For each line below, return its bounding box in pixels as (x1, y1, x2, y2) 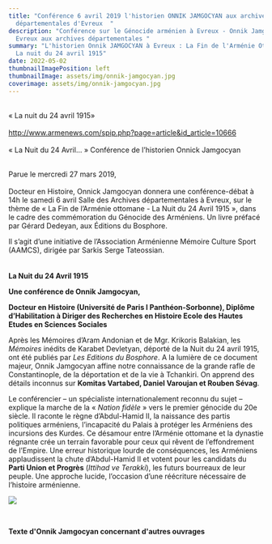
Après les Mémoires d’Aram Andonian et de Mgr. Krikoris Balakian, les (8, 335, 241, 345)
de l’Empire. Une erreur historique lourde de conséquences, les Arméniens (8, 445, 257, 455)
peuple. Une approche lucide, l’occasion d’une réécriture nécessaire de (8, 471, 247, 481)
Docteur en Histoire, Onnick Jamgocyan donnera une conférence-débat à (8, 186, 255, 196)
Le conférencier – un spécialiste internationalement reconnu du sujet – (8, 393, 243, 403)
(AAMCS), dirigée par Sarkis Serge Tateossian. (8, 244, 164, 255)
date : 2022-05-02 (8, 57, 67, 66)
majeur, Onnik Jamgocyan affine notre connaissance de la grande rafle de (8, 361, 256, 371)
